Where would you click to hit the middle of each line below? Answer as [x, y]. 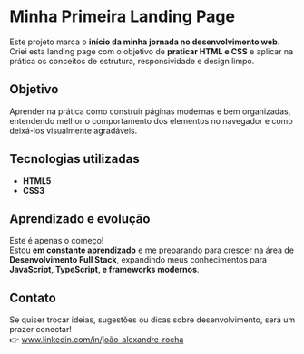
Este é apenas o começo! [57, 241]
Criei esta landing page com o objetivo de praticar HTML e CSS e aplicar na [151, 51]
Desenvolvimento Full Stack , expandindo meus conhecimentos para [138, 260]
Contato [33, 297]
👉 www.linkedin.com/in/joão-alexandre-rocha [97, 340]
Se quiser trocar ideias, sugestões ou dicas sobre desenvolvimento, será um [152, 320]
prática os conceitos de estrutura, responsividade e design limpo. [132, 61]
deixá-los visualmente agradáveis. [74, 130]
